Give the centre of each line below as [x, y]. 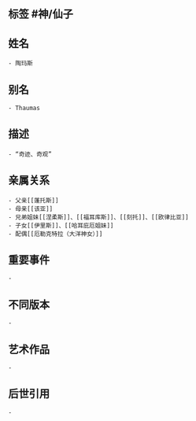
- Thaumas [24, 109]
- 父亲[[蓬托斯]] [33, 200]
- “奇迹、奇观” [30, 154]
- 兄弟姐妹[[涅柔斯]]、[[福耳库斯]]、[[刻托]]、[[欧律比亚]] [98, 217]
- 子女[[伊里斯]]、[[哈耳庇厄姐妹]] [61, 225]
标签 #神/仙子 [41, 14]
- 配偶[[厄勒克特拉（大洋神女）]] [55, 234]
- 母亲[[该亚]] [31, 209]
